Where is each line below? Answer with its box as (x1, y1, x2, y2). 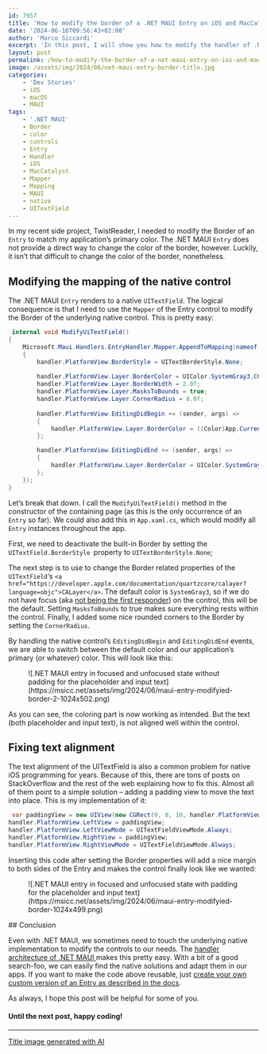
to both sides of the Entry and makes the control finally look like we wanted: (8, 863, 257, 873)
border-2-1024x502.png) (28, 694, 110, 703)
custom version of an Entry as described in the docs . (8, 977, 181, 987)
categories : (8, 71, 48, 79)
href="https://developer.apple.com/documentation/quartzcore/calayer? (8, 580, 247, 588)
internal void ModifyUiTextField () (11, 328, 130, 336)
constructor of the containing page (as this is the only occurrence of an (8, 506, 242, 516)
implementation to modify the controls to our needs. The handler (8, 944, 220, 954)
